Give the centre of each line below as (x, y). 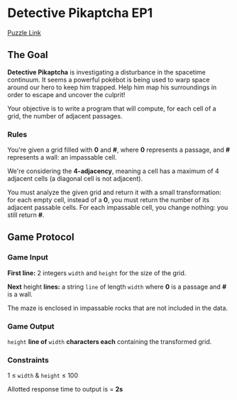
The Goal (28, 55)
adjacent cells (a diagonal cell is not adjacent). (75, 179)
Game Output (31, 326)
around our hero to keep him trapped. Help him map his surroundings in (112, 87)
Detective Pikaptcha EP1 (80, 13)
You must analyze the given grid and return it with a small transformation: (115, 192)
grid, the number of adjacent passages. (65, 116)
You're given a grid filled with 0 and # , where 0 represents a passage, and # (119, 150)
